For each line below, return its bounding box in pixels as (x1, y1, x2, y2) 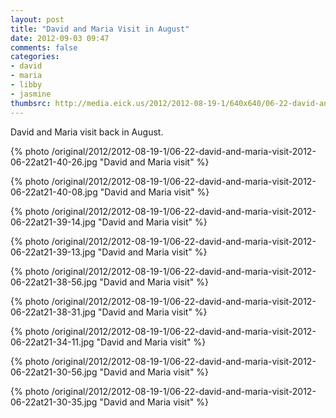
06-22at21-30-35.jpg (10, 396, 98, 408)
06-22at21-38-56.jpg (10, 276, 98, 288)
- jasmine (10, 89, 52, 99)
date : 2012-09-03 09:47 (10, 33, 110, 43)
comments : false (10, 42, 78, 53)
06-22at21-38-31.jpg (10, 306, 97, 318)
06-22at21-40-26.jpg (10, 156, 98, 168)
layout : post (10, 14, 65, 25)
